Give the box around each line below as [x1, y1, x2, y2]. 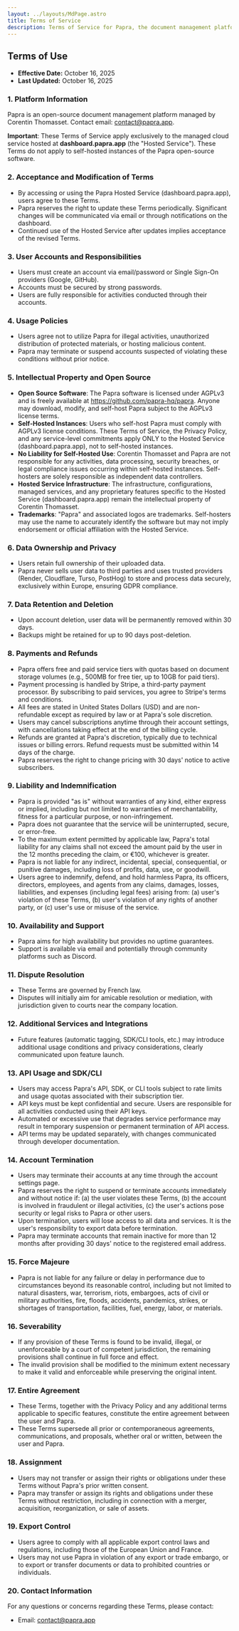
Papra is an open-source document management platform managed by [7, 110, 216, 119]
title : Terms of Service [7, 17, 81, 24]
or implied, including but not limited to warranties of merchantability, [17, 804, 218, 813]
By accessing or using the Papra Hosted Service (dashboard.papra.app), [17, 188, 231, 197]
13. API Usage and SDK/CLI [7, 1068, 102, 1078]
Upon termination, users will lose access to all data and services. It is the [17, 1216, 231, 1225]
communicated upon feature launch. [17, 1050, 124, 1058]
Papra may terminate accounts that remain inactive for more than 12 [17, 1231, 217, 1240]
